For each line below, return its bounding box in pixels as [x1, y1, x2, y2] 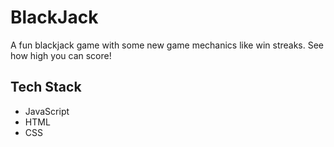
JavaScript [24, 105, 70, 117]
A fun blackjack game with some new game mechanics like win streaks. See [10, 39, 325, 51]
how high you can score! [10, 49, 112, 61]
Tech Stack [10, 79, 82, 96]
